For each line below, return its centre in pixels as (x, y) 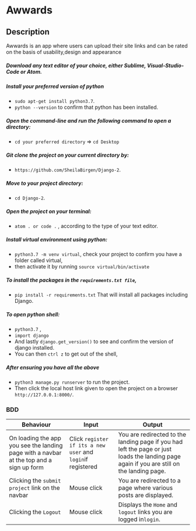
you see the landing (36, 446)
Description (28, 32)
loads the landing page (149, 457)
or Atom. (31, 71)
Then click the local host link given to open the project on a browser (96, 388)
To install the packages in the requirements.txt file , (71, 280)
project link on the (34, 488)
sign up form (26, 467)
